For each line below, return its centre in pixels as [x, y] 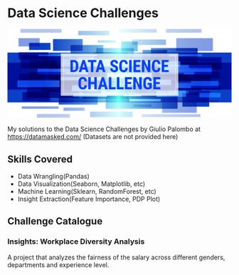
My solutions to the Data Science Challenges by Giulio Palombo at [104, 129]
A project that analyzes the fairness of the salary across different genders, [116, 257]
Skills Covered [40, 159]
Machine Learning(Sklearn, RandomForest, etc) [87, 192]
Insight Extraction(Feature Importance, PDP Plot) [89, 199]
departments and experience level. [58, 264]
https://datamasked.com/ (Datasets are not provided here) [93, 137]
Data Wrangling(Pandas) [54, 177]
